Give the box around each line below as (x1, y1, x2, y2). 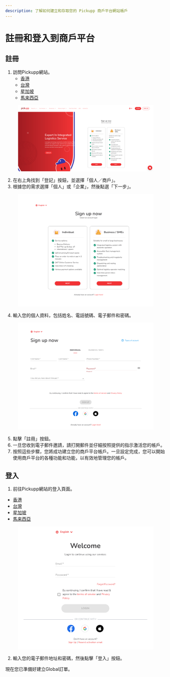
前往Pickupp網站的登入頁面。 (12, 486, 75, 492)
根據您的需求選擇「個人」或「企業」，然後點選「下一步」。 (12, 183, 134, 189)
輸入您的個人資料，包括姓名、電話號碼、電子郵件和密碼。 (12, 312, 134, 319)
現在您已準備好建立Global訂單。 (5, 666, 73, 672)
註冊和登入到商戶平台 (5, 32, 95, 44)
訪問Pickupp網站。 (12, 69, 53, 75)
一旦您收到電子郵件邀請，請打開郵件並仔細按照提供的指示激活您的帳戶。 (12, 442, 165, 448)
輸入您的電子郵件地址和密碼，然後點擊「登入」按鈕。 (12, 655, 125, 662)
